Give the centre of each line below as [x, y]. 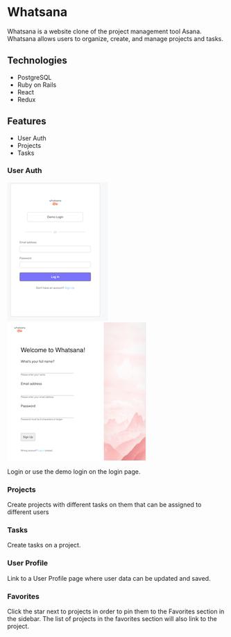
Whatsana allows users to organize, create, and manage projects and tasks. [115, 38]
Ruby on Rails [37, 85]
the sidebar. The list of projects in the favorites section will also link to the [112, 619]
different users [28, 512]
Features [27, 121]
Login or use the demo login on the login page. [74, 471]
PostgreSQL [34, 77]
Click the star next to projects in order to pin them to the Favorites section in [116, 611]
